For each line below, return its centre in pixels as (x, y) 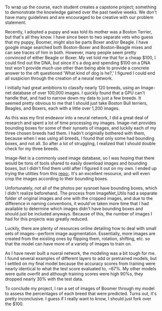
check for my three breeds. (32, 148)
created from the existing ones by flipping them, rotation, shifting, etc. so (78, 239)
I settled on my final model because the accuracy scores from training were (80, 263)
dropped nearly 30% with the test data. (44, 279)
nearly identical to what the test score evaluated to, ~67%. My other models (81, 269)
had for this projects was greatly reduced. (47, 219)
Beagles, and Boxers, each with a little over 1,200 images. (62, 108)
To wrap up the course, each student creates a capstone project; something (81, 7)
